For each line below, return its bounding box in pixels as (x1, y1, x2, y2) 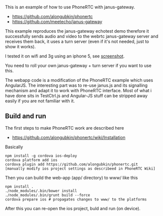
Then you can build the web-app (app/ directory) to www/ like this (5, 175, 138, 180)
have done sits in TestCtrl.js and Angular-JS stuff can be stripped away (5, 93, 148, 98)
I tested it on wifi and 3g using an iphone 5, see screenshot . (5, 53, 125, 59)
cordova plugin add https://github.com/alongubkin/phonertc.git (5, 162, 138, 167)
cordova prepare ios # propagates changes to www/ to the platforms (5, 197, 147, 202)
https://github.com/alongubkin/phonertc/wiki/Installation (12, 134, 126, 140)
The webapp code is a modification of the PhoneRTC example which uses (5, 78, 153, 83)
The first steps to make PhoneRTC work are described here (5, 125, 124, 131)
